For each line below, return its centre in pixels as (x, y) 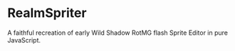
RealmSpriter (47, 13)
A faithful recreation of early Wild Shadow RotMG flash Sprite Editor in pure (117, 33)
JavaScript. (24, 40)
